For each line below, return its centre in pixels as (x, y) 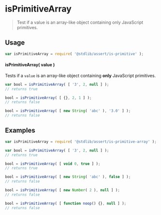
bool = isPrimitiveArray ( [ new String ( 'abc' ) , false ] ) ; (68, 177)
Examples (20, 131)
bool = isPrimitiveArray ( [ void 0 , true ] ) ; (53, 164)
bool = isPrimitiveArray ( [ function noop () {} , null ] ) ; (66, 203)
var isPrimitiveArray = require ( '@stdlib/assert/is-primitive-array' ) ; (81, 141)
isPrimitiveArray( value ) (30, 65)
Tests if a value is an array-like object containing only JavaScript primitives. (80, 76)
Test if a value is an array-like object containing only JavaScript (80, 22)
